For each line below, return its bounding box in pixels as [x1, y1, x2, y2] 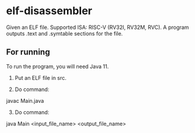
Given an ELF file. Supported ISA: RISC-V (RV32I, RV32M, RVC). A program [6, 24, 190, 31]
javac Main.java [6, 97, 44, 104]
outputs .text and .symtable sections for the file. [6, 30, 123, 37]
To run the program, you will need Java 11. [6, 63, 109, 70]
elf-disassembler [6, 4, 93, 18]
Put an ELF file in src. [14, 74, 67, 81]
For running [6, 47, 50, 57]
